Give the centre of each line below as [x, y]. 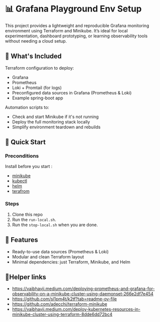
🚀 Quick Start [25, 142]
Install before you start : [29, 167]
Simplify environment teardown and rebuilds [56, 127]
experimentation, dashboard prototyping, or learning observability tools [76, 36]
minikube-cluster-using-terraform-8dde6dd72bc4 [62, 314]
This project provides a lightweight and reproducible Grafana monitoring [77, 25]
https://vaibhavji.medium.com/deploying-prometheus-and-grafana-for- [83, 289]
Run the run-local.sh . [34, 219]
